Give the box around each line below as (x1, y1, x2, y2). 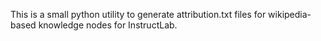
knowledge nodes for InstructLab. (38, 19, 178, 31)
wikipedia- (268, 9, 312, 20)
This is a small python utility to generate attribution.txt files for (10, 9, 267, 20)
